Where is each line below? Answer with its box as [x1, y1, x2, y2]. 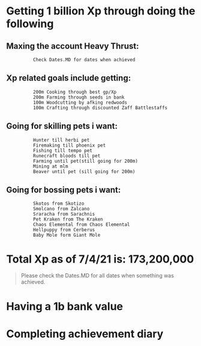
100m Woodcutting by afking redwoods [32, 99, 128, 106]
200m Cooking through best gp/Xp [32, 89, 117, 95]
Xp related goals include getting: [6, 73, 131, 83]
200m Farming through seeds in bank [32, 94, 125, 100]
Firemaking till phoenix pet [32, 142, 106, 148]
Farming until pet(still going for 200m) [32, 158, 138, 164]
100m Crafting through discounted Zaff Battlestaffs [32, 105, 168, 111]
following [6, 17, 54, 31]
